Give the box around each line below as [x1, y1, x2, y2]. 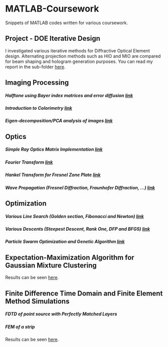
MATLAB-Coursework [5, 3, 99, 15]
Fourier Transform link [5, 159, 53, 165]
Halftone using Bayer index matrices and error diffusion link [5, 92, 133, 98]
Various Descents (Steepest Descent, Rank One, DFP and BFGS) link [5, 226, 150, 232]
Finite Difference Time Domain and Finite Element [5, 289, 163, 298]
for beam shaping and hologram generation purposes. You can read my [5, 58, 153, 64]
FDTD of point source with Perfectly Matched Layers [5, 311, 117, 317]
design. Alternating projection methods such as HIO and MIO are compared [5, 53, 161, 59]
